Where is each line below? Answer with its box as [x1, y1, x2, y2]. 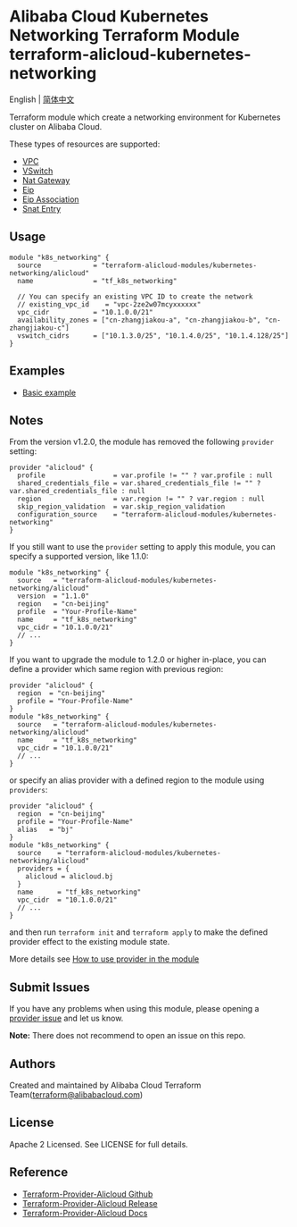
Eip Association [21, 194, 79, 205]
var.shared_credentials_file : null [9, 487, 145, 496]
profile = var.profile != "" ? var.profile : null [17, 471, 274, 480]
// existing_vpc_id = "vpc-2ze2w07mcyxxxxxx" [17, 299, 202, 309]
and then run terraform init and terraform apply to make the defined [9, 927, 268, 937]
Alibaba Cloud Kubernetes [9, 6, 210, 27]
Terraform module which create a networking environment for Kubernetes [9, 112, 281, 122]
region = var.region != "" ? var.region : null [17, 494, 266, 504]
